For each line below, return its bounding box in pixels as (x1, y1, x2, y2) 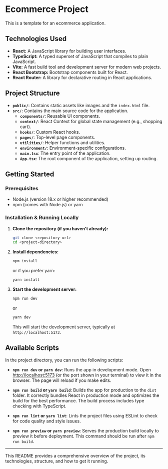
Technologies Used (5, 35, 66, 43)
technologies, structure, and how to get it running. (5, 458, 108, 464)
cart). (19, 124, 31, 130)
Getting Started (5, 170, 54, 178)
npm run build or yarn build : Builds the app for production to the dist (12, 387, 156, 393)
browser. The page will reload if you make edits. (12, 377, 111, 383)
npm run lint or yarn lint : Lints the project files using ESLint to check (12, 412, 158, 418)
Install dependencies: (12, 249, 59, 255)
